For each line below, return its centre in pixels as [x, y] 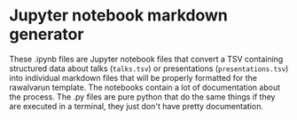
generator [47, 34]
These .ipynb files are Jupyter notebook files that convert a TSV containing [146, 59]
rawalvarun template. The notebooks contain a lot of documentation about [145, 87]
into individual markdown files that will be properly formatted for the [133, 77]
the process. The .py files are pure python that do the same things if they [142, 96]
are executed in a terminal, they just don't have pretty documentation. [137, 106]
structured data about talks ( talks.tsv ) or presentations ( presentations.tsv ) [149, 68]
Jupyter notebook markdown [119, 16]
